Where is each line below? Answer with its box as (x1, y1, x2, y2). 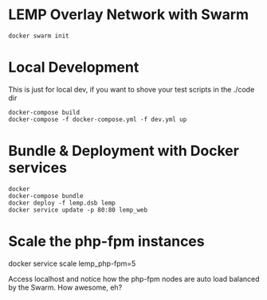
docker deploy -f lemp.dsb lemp (8, 199, 116, 207)
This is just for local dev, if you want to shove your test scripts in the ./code (8, 84, 255, 94)
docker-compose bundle (8, 192, 84, 200)
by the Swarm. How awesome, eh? (8, 282, 123, 292)
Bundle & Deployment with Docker (8, 142, 239, 160)
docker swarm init (8, 32, 69, 40)
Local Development (8, 58, 139, 76)
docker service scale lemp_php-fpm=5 (8, 259, 136, 268)
